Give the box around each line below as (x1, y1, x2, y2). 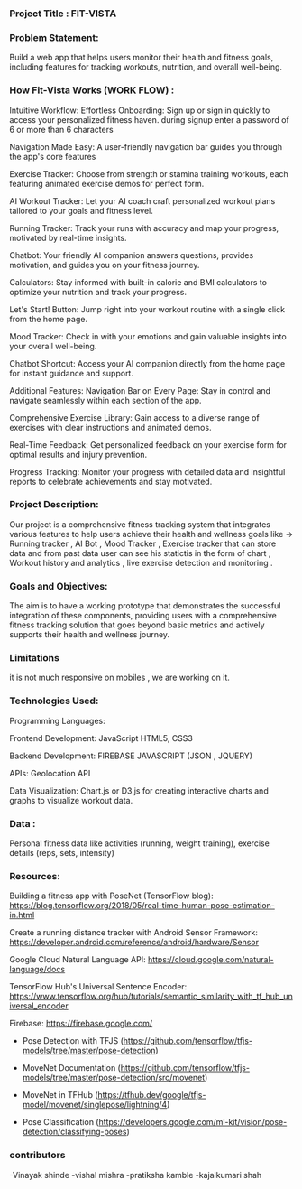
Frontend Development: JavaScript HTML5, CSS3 (9, 732, 194, 743)
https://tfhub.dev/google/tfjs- (97, 1090, 206, 1101)
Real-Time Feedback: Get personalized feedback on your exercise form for (9, 439, 287, 450)
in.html (9, 910, 35, 921)
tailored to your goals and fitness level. (9, 205, 153, 216)
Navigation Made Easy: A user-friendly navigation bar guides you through (9, 141, 282, 152)
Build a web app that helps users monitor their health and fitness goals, (9, 52, 274, 63)
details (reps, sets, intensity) (9, 848, 115, 858)
